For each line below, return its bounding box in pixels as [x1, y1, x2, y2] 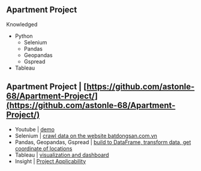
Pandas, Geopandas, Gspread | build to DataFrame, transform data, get [14, 138, 191, 146]
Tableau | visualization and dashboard [14, 151, 109, 158]
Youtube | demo [14, 125, 55, 133]
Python [14, 32, 33, 40]
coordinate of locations [14, 145, 73, 152]
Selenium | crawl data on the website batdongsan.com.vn [14, 132, 158, 139]
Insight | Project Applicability [14, 157, 86, 164]
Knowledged [6, 20, 38, 28]
